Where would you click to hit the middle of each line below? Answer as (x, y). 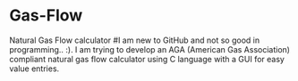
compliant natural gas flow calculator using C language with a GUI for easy (147, 59)
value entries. (34, 69)
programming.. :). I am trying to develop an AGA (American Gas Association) (150, 49)
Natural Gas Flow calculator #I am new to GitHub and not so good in (135, 40)
